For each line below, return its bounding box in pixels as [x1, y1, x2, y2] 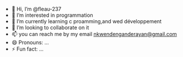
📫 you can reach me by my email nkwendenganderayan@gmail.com [11, 31, 177, 37]
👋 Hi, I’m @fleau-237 [11, 6, 62, 12]
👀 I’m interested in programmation [11, 12, 93, 19]
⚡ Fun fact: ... [11, 45, 44, 52]
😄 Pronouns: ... [11, 39, 50, 46]
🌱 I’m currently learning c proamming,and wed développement [11, 18, 162, 24]
